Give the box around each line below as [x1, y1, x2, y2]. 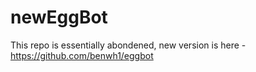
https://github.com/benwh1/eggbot [10, 49, 154, 61]
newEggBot [10, 6, 108, 29]
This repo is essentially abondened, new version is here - [10, 39, 247, 51]
